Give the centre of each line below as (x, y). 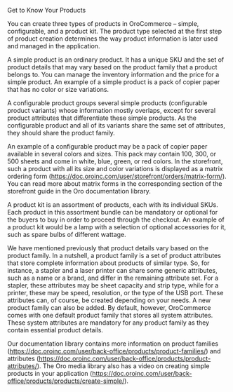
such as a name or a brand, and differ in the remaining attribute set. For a (113, 278)
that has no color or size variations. (58, 89)
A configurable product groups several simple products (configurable (107, 103)
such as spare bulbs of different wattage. (67, 235)
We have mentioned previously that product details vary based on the (108, 248)
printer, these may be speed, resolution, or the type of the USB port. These (115, 293)
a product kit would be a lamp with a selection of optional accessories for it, (117, 227)
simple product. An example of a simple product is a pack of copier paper (114, 82)
